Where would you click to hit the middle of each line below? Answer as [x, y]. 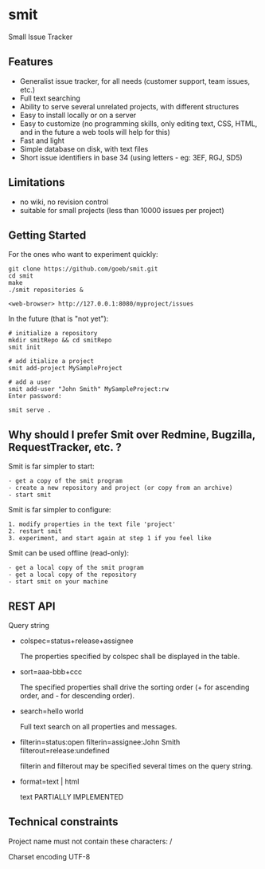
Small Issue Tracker [41, 37]
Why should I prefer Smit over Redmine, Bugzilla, [132, 434]
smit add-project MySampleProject [66, 369]
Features [31, 62]
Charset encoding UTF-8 [49, 856]
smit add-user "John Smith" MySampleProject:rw [89, 389]
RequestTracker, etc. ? [65, 447]
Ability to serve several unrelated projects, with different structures [129, 106]
